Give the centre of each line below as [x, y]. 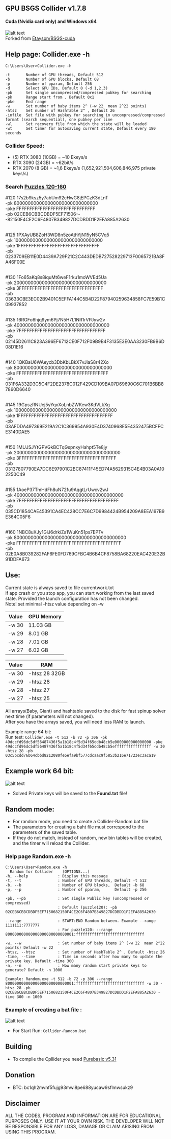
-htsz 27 [39, 690]
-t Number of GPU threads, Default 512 [54, 75]
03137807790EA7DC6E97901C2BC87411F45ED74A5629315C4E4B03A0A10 [85, 469]
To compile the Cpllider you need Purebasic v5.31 [64, 1059]
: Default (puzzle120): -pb [87, 907]
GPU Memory [45, 616]
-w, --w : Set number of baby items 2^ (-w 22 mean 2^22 [85, 943]
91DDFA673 [18, 559]
